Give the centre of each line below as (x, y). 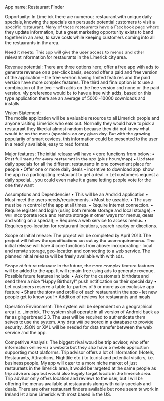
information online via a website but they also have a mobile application (77, 347)
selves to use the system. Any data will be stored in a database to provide (79, 322)
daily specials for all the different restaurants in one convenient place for (78, 164)
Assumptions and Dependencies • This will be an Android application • (77, 194)
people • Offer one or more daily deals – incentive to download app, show (80, 169)
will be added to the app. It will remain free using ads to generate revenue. (80, 271)
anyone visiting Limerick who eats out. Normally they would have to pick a (80, 123)
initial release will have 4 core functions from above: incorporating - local (79, 246)
